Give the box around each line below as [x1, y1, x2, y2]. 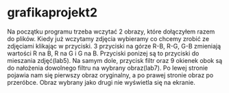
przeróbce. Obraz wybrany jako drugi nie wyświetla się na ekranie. [7, 78, 195, 86]
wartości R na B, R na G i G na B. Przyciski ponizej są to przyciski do [7, 49, 200, 57]
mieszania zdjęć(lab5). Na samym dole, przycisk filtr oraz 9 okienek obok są [7, 56, 223, 64]
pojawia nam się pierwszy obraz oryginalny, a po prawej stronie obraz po [7, 70, 214, 79]
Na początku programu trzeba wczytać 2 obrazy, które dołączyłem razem [7, 27, 215, 36]
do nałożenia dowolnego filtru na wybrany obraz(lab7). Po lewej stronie [7, 64, 208, 72]
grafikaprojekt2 [7, 5, 98, 21]
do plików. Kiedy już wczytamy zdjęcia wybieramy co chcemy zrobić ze [7, 34, 210, 42]
